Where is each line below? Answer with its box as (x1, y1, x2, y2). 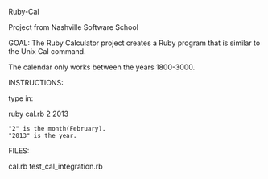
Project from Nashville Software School (8, 23, 139, 31)
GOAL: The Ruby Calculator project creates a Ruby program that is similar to (8, 38, 261, 48)
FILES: (8, 146, 30, 156)
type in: (8, 94, 34, 103)
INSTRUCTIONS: (8, 78, 64, 87)
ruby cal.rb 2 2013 (8, 109, 69, 119)
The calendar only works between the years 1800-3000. (8, 62, 196, 72)
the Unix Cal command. (8, 47, 86, 56)
